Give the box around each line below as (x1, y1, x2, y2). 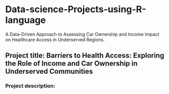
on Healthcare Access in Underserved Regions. (5, 37, 105, 43)
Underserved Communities (5, 67, 93, 76)
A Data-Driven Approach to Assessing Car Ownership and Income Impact (5, 31, 159, 37)
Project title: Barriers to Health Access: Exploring (5, 51, 164, 60)
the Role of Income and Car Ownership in (5, 59, 138, 68)
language (5, 14, 46, 26)
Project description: (5, 82, 55, 89)
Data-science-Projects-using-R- (5, 4, 147, 15)
